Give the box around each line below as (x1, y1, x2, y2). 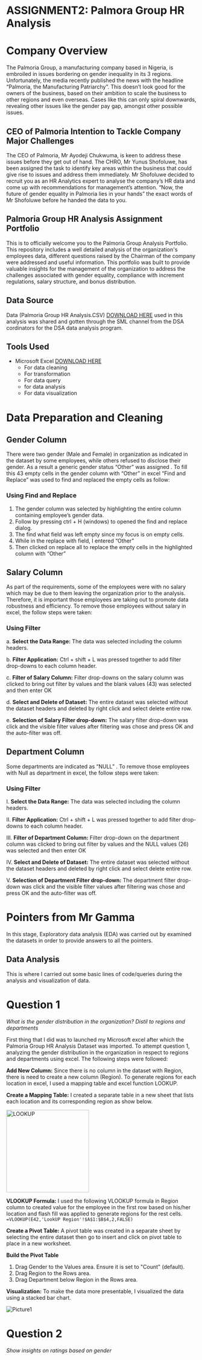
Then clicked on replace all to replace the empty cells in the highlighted (14, 543, 193, 550)
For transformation (24, 370, 71, 377)
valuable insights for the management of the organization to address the (6, 265, 186, 272)
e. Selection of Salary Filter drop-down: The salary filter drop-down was (6, 716, 189, 723)
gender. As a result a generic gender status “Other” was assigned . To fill (6, 464, 188, 471)
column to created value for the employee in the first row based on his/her (6, 1203, 191, 1210)
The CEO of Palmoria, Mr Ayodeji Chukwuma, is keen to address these (6, 151, 181, 159)
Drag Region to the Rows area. (14, 1270, 91, 1277)
